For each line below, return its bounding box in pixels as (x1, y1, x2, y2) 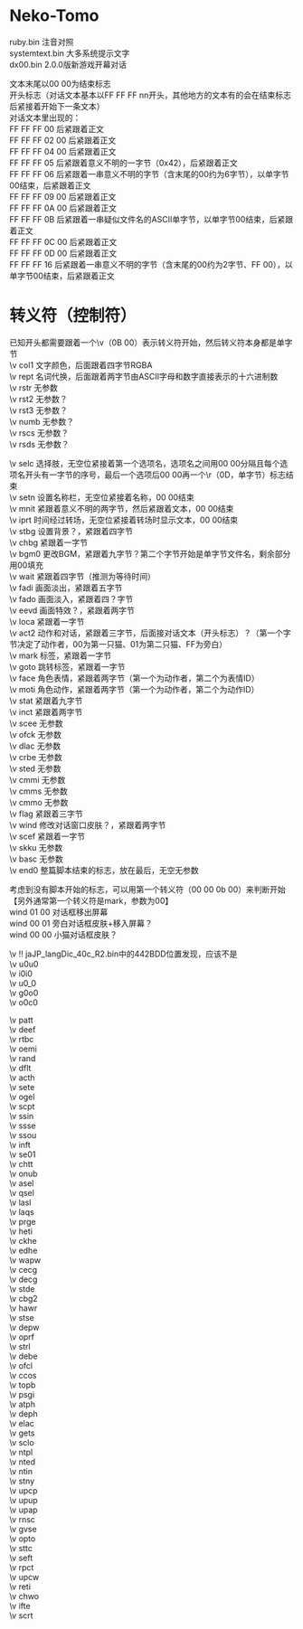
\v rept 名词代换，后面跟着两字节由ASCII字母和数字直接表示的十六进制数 (9, 371, 279, 381)
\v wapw (9, 1254, 42, 1266)
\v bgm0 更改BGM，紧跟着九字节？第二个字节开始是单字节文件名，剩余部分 (9, 548, 291, 559)
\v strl (9, 1341, 31, 1351)
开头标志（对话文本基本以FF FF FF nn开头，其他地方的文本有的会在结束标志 (9, 89, 291, 100)
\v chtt (9, 1158, 33, 1169)
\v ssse (9, 1120, 36, 1131)
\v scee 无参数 (9, 718, 63, 729)
